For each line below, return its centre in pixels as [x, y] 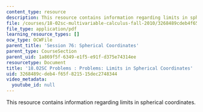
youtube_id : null [34, 85]
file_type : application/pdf [42, 29]
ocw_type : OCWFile [29, 40]
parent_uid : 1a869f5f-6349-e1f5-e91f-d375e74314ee [71, 57]
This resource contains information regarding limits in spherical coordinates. [101, 102]
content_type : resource [36, 12]
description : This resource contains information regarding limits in [97, 18]
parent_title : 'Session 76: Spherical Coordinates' [72, 46]
